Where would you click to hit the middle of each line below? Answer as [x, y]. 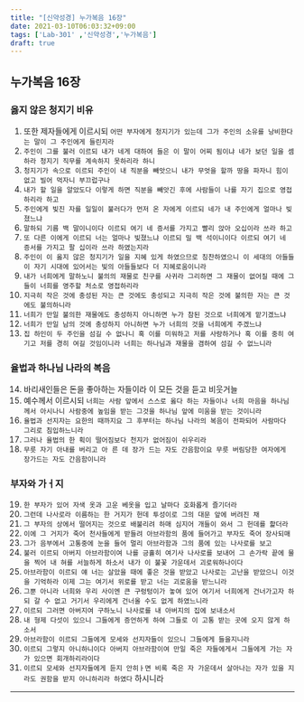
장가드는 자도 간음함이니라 [64, 460]
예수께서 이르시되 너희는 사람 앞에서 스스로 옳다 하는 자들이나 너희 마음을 [145, 401]
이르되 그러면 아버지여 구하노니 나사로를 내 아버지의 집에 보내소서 [129, 611]
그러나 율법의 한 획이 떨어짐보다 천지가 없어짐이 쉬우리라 [115, 440]
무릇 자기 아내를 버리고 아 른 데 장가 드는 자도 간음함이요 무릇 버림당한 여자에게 [155, 450]
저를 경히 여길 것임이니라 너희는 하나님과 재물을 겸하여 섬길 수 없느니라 [156, 343]
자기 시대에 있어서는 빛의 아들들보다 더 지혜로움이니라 [120, 267]
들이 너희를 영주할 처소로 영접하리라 [81, 285]
